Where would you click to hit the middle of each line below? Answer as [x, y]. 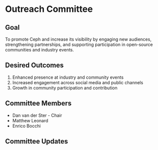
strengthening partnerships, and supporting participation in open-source [79, 45]
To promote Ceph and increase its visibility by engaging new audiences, [78, 39]
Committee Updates [37, 141]
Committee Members [38, 103]
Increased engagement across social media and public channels [78, 82]
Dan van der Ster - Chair [37, 115]
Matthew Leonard [30, 120]
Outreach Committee [49, 9]
